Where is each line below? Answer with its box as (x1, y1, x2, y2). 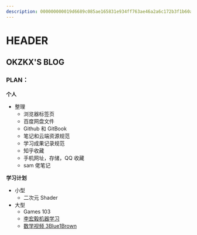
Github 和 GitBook (23, 125, 67, 132)
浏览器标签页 (23, 110, 55, 117)
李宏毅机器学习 (23, 215, 60, 222)
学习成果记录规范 (23, 139, 65, 147)
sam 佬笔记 (23, 162, 51, 169)
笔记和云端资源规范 (23, 132, 70, 139)
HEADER (6, 33, 49, 47)
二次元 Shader (23, 194, 58, 201)
